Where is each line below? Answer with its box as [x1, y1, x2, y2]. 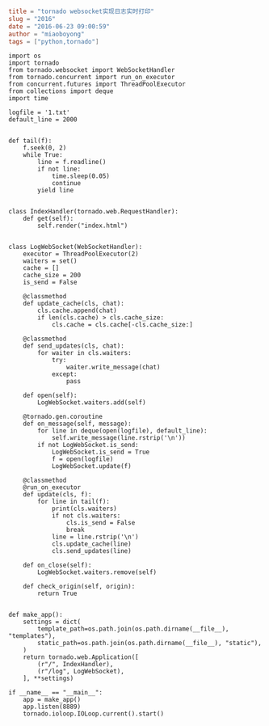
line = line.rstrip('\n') [51, 533, 139, 542]
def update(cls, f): [23, 491, 92, 499]
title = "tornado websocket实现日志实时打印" [8, 7, 155, 15]
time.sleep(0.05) [51, 172, 111, 180]
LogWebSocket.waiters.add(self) [37, 399, 147, 407]
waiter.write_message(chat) [65, 363, 161, 372]
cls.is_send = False [65, 519, 136, 527]
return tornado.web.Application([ [23, 653, 139, 661]
